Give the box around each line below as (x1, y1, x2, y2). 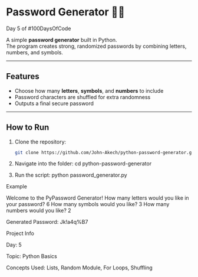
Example (6, 183, 28, 190)
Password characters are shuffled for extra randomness (14, 93, 151, 100)
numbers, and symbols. (6, 48, 64, 56)
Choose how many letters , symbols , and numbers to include (14, 87, 164, 94)
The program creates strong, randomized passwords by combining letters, (6, 43, 187, 50)
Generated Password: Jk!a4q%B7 (6, 219, 88, 226)
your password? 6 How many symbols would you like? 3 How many (6, 201, 170, 208)
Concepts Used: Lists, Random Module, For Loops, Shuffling (6, 264, 153, 271)
